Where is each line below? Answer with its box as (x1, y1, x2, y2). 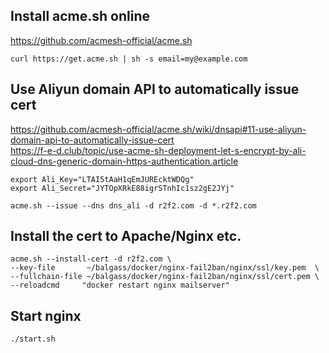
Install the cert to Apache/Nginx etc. (10, 228, 242, 245)
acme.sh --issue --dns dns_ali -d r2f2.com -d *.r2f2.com (10, 200, 257, 211)
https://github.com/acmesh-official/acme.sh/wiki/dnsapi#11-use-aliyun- (10, 123, 307, 135)
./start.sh (10, 334, 56, 344)
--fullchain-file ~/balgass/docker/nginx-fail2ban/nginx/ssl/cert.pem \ (10, 272, 320, 282)
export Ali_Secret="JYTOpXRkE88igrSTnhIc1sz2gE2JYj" (10, 183, 235, 193)
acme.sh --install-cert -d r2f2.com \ (10, 254, 172, 264)
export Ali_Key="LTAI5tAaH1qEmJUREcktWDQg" (10, 174, 195, 184)
